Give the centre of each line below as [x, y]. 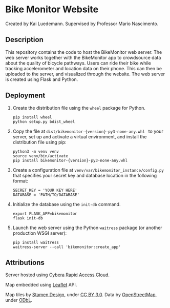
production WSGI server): [40, 233]
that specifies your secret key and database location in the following [85, 175]
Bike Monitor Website [52, 9]
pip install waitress [36, 242]
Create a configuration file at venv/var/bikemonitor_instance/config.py [88, 170]
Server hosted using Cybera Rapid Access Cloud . [58, 275]
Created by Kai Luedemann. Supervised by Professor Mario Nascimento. [82, 24]
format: [20, 181]
